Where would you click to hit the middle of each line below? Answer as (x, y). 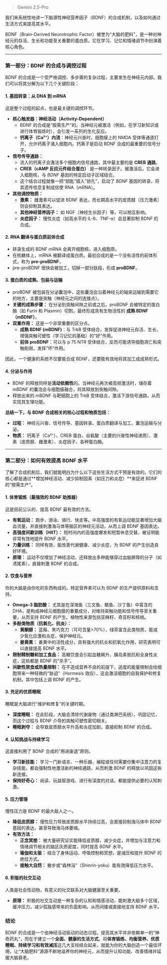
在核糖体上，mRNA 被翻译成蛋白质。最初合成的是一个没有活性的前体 (83, 255)
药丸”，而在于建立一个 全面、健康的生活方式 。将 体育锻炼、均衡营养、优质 (84, 939)
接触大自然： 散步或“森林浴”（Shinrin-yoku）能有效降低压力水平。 (88, 865)
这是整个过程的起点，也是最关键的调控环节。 (51, 108)
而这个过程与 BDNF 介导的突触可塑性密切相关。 (61, 721)
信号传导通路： (28, 156)
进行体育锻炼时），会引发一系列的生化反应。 (64, 131)
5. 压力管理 (16, 799)
